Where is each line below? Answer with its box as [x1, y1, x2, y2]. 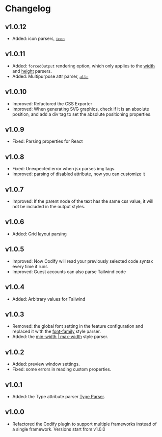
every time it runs [12, 263, 48, 269]
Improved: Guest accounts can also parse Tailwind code [12, 269, 126, 275]
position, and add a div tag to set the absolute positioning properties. [12, 111, 152, 117]
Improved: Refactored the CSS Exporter [12, 100, 92, 106]
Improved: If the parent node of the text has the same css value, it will [12, 198, 154, 204]
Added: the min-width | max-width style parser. [12, 334, 108, 340]
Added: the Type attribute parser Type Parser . [12, 393, 106, 399]
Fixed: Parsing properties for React [12, 138, 83, 144]
